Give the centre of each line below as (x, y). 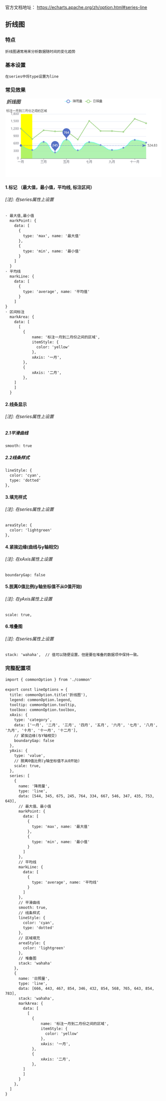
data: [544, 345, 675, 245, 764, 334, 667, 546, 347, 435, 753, (86, 796)
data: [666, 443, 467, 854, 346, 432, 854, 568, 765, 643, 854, (86, 988)
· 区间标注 (15, 312)
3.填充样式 (16, 497)
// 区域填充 (29, 938)
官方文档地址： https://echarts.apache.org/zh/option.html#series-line (76, 7)
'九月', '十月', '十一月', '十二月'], (41, 730)
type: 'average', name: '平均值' (56, 292)
